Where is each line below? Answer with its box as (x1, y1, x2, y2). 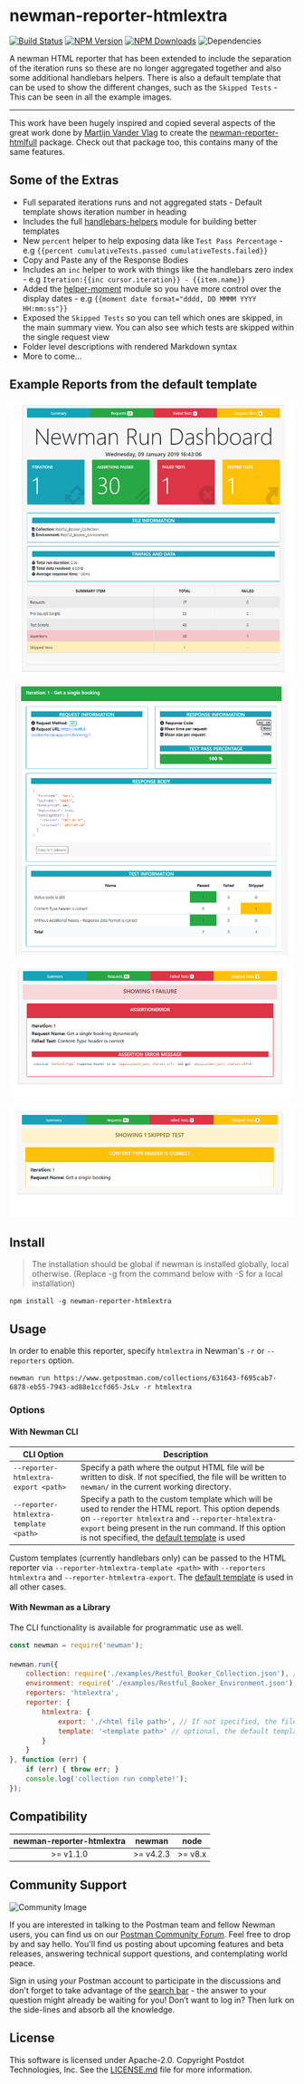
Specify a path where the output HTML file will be (81, 1462, 265, 1473)
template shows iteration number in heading (22, 206, 187, 217)
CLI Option (22, 1448, 64, 1459)
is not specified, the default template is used (81, 1532, 246, 1543)
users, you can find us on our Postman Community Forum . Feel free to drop (9, 1928, 291, 1939)
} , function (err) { (9, 1755, 88, 1764)
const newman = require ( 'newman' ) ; (9, 1640, 144, 1649)
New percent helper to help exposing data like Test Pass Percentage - (22, 235, 283, 245)
